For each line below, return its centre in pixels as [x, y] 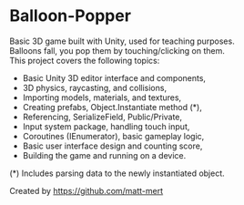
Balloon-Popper [71, 16]
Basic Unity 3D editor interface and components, [114, 77]
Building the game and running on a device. [104, 155]
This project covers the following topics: [85, 60]
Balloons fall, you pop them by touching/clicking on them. [117, 50]
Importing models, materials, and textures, [102, 97]
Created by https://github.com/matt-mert [86, 190]
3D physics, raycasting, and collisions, [94, 87]
